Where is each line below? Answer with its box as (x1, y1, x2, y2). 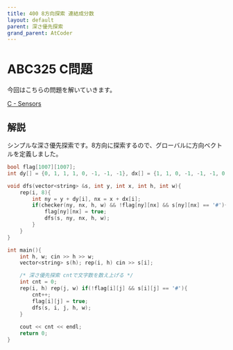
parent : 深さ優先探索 (7, 23, 64, 30)
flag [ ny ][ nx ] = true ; (44, 209, 107, 216)
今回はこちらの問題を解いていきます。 (7, 86, 116, 94)
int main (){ (7, 247, 42, 254)
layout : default (7, 17, 54, 24)
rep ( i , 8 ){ (19, 189, 51, 196)
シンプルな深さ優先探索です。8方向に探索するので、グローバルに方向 (7, 141, 205, 149)
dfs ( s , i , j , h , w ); (32, 304, 92, 311)
